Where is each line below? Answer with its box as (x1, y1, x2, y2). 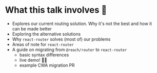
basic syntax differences (19, 51, 69, 58)
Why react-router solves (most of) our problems (12, 36, 111, 42)
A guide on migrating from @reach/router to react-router (12, 47, 127, 52)
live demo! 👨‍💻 (19, 57, 47, 63)
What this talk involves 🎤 (5, 4, 107, 16)
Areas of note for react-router (12, 41, 74, 47)
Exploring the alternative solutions (12, 31, 81, 37)
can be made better (12, 25, 52, 31)
